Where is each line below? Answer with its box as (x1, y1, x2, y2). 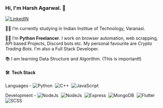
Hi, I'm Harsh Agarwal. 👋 (5, 4, 66, 11)
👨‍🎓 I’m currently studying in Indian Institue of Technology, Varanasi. (5, 25, 145, 31)
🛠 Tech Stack (5, 69, 36, 75)
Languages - (5, 82, 32, 88)
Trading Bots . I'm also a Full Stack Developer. (5, 46, 99, 52)
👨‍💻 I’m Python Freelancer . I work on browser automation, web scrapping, (5, 35, 158, 41)
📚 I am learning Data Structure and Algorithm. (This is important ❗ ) (5, 56, 142, 62)
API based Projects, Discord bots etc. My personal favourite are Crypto (5, 40, 152, 46)
